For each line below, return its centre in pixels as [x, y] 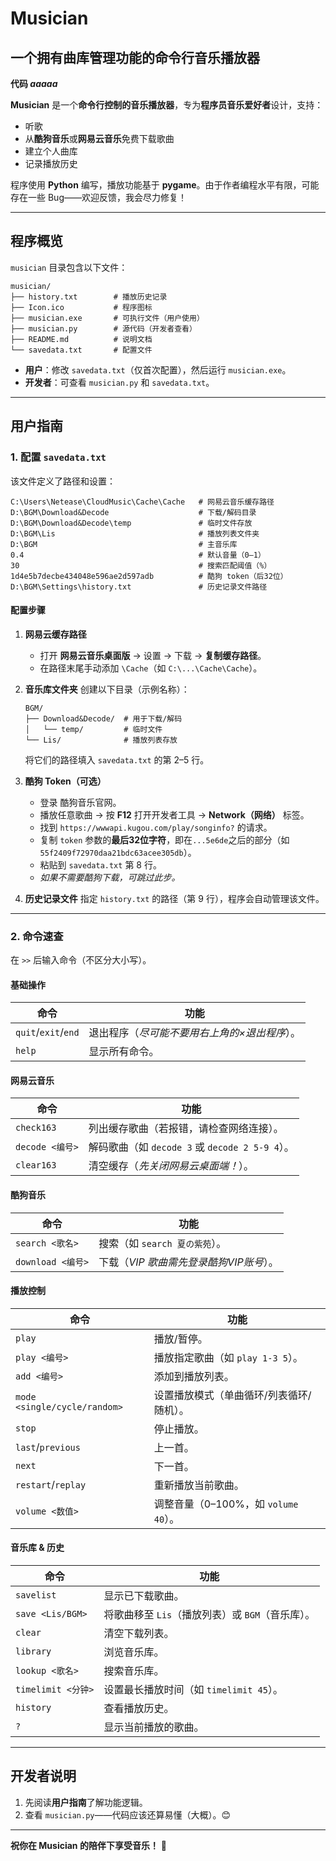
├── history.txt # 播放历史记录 [89, 297]
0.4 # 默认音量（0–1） [138, 555]
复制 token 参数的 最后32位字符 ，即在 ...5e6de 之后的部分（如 [164, 839]
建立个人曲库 [51, 151]
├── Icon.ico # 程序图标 [81, 307]
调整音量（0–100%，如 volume [226, 1504]
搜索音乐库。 [134, 1671]
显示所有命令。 [124, 1052]
